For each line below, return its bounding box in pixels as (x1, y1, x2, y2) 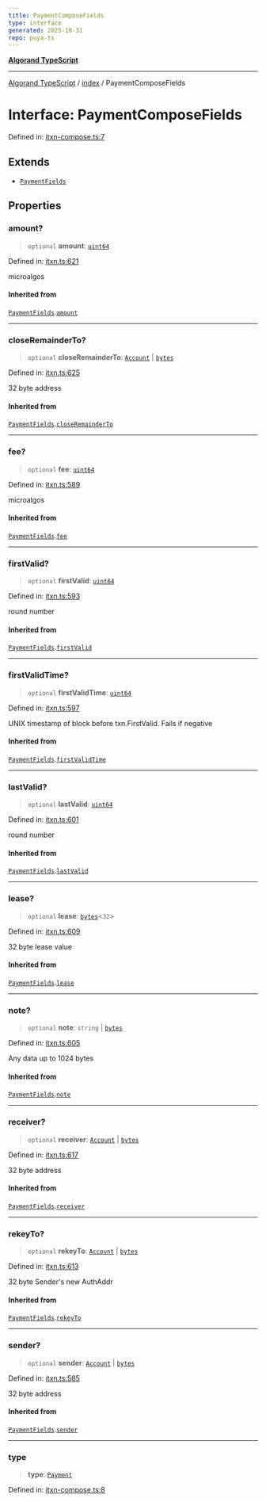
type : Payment (27, 1470, 73, 1479)
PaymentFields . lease (8, 977, 74, 987)
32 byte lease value (8, 942, 73, 951)
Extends (8, 155, 50, 169)
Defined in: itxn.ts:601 (8, 815, 79, 824)
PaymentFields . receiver (8, 1201, 85, 1210)
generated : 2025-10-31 (8, 26, 83, 34)
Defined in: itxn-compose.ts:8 (8, 1485, 105, 1495)
